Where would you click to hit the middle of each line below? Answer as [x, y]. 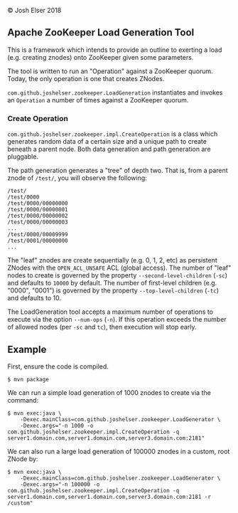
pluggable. [23, 157]
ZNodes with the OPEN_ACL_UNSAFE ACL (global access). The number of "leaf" [119, 268]
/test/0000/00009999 [38, 235]
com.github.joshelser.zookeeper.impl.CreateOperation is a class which [113, 134]
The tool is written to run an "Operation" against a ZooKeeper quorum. [110, 71]
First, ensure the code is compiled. [58, 366]
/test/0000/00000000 [38, 203]
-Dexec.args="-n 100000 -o [60, 484]
